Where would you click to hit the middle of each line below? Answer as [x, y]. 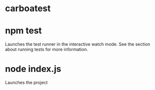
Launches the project [26, 83]
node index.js [33, 69]
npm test [23, 31]
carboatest [28, 9]
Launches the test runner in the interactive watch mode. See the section [78, 44]
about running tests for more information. [46, 50]
